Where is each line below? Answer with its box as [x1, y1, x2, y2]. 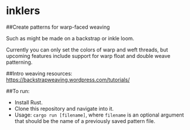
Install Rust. [14, 98, 43, 106]
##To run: [6, 87, 30, 94]
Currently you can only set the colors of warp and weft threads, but [6, 46, 168, 53]
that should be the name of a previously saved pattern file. [14, 117, 156, 124]
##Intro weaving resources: [6, 70, 72, 77]
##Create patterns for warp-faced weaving [6, 23, 110, 30]
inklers [6, 4, 40, 18]
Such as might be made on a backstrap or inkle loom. [6, 35, 134, 42]
